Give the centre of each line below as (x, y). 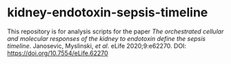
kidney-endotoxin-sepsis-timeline (108, 13)
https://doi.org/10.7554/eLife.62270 (58, 53)
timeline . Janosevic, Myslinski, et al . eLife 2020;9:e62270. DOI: (97, 46)
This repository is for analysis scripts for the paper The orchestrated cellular (115, 31)
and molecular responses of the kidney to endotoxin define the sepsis (106, 38)
